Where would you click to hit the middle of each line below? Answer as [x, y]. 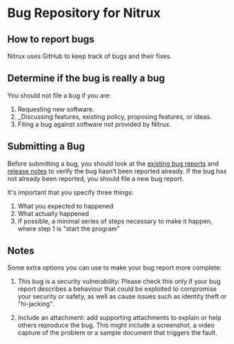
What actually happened [53, 213]
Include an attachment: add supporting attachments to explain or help [119, 318]
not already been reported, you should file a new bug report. [96, 178]
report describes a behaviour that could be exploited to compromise [117, 289]
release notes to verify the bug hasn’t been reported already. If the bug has [117, 171]
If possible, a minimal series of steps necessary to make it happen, [115, 221]
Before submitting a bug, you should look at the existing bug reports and [113, 164]
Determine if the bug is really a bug [86, 78]
